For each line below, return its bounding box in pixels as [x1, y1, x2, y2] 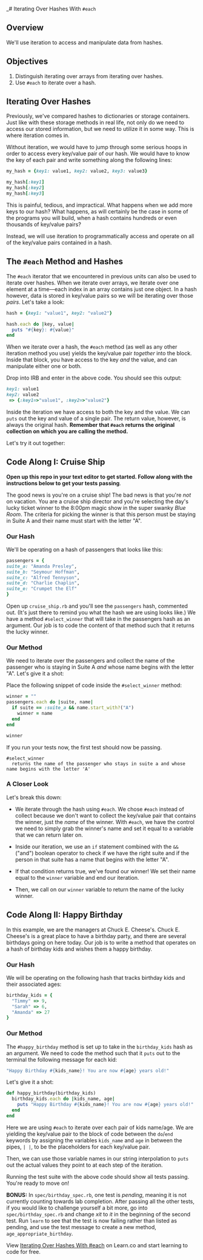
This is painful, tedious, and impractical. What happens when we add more [6, 201, 193, 209]
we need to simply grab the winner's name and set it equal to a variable [15, 825, 194, 832]
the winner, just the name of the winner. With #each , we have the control [15, 818, 195, 825]
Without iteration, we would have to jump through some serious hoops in [6, 144, 188, 151]
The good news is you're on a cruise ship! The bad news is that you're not [6, 491, 191, 498]
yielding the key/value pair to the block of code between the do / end [6, 1130, 173, 1138]
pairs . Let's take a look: [6, 298, 65, 306]
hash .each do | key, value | [6, 321, 75, 327]
